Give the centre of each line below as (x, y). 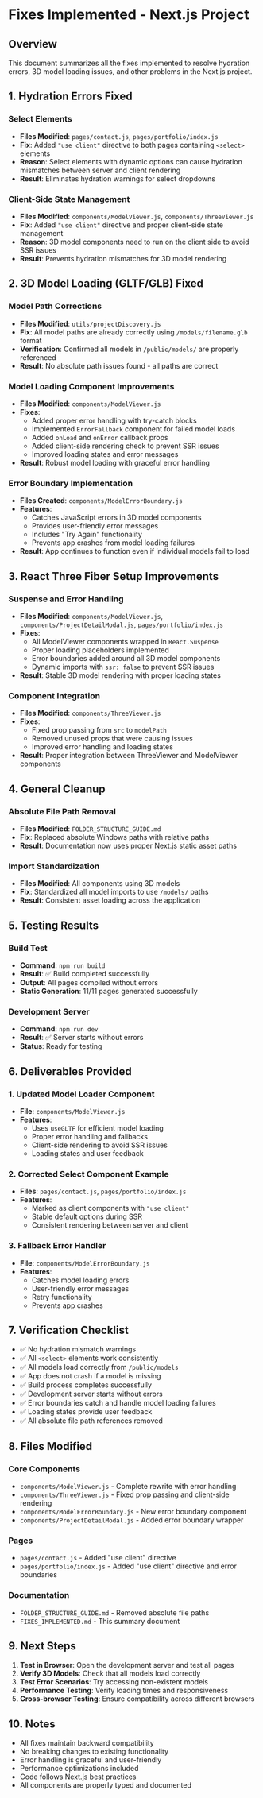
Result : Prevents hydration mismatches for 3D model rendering (123, 258)
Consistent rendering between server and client (110, 1225)
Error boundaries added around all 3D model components (126, 658)
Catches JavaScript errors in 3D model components (116, 517)
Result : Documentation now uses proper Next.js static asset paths (128, 845)
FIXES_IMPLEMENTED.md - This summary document (100, 1621)
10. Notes (32, 1724)
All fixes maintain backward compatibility (87, 1743)
